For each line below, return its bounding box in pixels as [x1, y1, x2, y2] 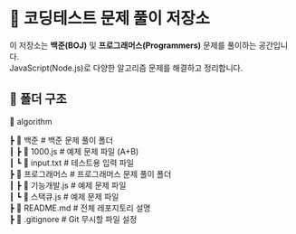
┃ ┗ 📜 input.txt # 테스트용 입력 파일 [9, 157, 134, 168]
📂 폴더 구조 [9, 91, 68, 107]
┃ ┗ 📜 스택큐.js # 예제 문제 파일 [9, 191, 119, 201]
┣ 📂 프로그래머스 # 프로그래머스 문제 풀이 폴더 [9, 168, 172, 179]
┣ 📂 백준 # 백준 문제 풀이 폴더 [9, 135, 113, 145]
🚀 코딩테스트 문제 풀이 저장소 [9, 8, 211, 29]
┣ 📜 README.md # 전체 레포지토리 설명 [9, 202, 151, 213]
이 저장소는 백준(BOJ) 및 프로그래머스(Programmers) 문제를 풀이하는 [9, 40, 257, 51]
